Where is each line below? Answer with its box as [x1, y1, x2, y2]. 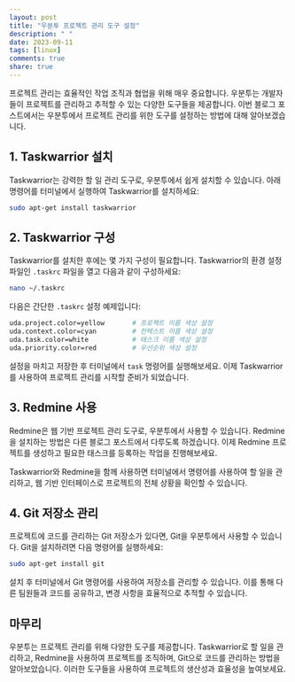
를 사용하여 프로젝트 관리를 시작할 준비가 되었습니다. [9, 371, 189, 382]
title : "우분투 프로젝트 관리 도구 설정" [9, 21, 140, 30]
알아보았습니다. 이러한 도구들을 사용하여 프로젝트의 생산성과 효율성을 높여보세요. [9, 663, 286, 674]
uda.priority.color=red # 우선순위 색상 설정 [9, 343, 198, 353]
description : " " [9, 29, 74, 38]
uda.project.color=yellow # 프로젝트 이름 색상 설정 [9, 319, 213, 328]
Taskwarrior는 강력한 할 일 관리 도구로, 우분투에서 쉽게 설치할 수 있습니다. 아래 [9, 174, 282, 185]
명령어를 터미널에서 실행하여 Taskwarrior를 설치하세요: [9, 185, 199, 196]
